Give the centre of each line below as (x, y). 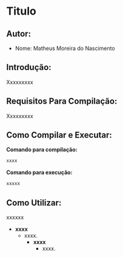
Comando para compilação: (42, 150)
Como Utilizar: (34, 202)
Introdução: (29, 67)
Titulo (21, 11)
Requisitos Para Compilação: (62, 101)
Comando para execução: (39, 172)
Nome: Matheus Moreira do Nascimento (65, 48)
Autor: (19, 34)
